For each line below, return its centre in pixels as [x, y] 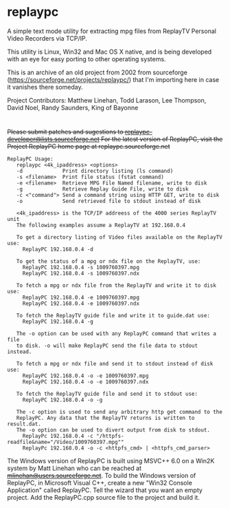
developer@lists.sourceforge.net [53, 139]
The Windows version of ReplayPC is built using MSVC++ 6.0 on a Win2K [111, 461]
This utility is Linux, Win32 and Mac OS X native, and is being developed [110, 52]
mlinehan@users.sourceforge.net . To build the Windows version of [102, 476]
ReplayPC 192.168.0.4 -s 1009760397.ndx [81, 274]
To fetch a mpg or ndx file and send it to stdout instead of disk [115, 364]
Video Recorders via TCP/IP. [47, 38]
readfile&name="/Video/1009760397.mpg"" [66, 442]
